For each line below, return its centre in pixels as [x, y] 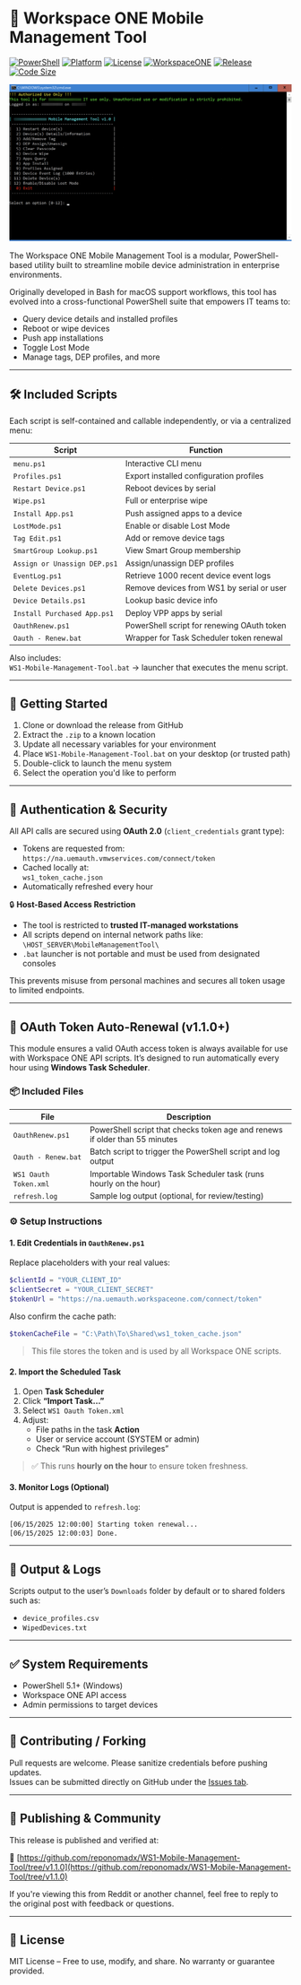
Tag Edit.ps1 [37, 539]
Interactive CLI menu [163, 463]
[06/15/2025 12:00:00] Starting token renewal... [104, 1525]
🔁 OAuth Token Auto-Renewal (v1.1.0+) [120, 1027]
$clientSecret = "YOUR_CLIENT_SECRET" [82, 1290]
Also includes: [35, 657]
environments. [36, 274]
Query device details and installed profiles [100, 318]
